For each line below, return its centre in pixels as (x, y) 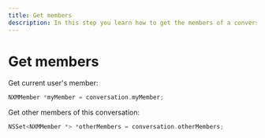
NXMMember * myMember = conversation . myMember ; (86, 98)
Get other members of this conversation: (74, 113)
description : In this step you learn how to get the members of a (119, 23)
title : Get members (40, 15)
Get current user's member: (53, 83)
